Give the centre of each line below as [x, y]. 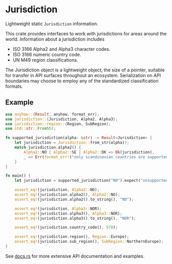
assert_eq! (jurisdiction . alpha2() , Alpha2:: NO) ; [67, 195]
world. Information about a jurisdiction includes [55, 39]
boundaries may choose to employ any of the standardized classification [82, 81]
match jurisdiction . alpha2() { [48, 147]
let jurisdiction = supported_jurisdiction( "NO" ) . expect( [78, 181]
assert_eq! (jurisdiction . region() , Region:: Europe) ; [72, 237]
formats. [14, 86]
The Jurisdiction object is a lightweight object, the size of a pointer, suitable [85, 70]
